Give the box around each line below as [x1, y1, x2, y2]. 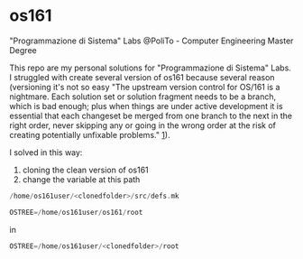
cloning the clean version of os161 [22, 164, 149, 175]
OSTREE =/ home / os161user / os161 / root [9, 208, 143, 217]
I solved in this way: [9, 146, 83, 158]
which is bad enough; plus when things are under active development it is [9, 100, 283, 111]
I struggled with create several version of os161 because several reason [9, 71, 275, 82]
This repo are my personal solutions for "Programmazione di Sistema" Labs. [9, 62, 291, 73]
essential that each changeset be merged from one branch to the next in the [9, 110, 293, 121]
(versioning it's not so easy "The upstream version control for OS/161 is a [9, 81, 280, 92]
